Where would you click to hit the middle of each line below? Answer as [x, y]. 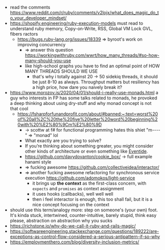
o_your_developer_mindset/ [38, 18]
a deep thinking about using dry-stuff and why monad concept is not [80, 103]
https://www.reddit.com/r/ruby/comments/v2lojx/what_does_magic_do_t [84, 13]
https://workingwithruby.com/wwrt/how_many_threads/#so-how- [92, 55]
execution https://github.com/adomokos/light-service [80, 178]
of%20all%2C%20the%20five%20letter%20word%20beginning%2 [87, 119]
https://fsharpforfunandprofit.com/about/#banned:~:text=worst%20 [88, 114]
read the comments [30, 7]
